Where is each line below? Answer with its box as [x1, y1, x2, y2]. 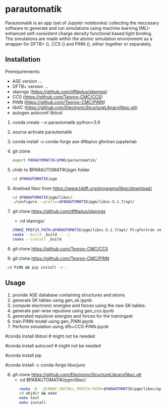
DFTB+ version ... [12, 83, 49, 89]
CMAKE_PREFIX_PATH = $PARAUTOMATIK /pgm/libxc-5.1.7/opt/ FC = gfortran [12, 228, 155, 233]
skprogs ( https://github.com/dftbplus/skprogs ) [12, 88, 108, 95]
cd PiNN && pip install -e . [7, 265, 68, 270]
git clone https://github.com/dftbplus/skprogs [12, 208, 106, 214]
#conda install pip [5, 352, 42, 358]
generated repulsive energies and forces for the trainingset [12, 313, 133, 319]
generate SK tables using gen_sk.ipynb [12, 297, 92, 303]
